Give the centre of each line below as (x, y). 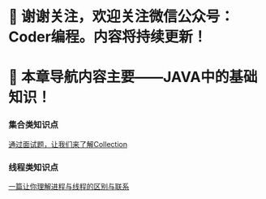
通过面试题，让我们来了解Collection (68, 144)
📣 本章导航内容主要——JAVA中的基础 (133, 77)
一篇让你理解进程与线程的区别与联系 (69, 186)
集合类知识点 (34, 125)
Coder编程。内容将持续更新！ (108, 37)
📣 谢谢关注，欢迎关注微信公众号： (122, 17)
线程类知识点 (34, 167)
